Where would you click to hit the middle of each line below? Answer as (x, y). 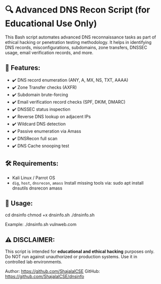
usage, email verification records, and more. (49, 53)
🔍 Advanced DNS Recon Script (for (78, 10)
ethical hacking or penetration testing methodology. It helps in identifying (78, 42)
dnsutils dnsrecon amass (37, 188)
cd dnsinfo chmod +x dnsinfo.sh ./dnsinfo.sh (50, 215)
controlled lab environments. (34, 262)
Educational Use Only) (51, 24)
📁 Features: (23, 68)
